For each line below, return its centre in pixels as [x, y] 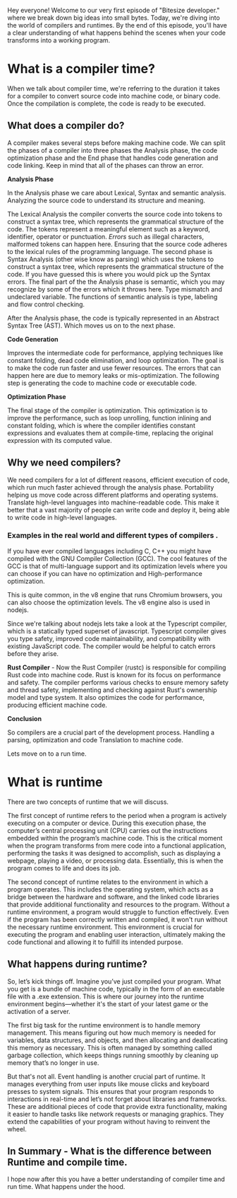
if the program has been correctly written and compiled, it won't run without [117, 919]
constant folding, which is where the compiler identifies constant [101, 425]
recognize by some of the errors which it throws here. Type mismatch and [115, 289]
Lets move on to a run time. [47, 754]
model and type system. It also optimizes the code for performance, [106, 697]
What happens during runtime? [78, 964]
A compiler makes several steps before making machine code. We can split [116, 143]
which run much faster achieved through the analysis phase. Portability [111, 487]
